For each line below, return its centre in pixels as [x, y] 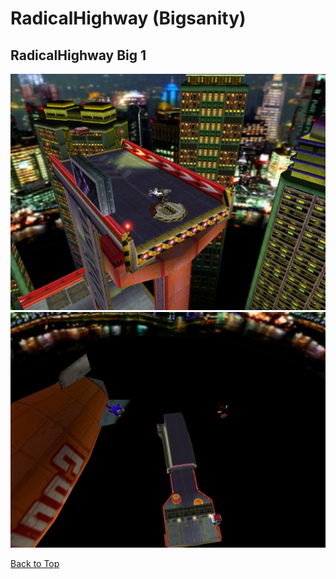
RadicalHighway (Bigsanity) [128, 18]
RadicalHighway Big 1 [78, 55]
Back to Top [35, 563]
